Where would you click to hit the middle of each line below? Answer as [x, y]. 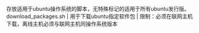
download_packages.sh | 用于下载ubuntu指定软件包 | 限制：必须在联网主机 [99, 16]
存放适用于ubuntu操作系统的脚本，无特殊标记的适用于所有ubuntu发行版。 [98, 9]
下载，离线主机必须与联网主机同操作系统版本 [62, 24]
